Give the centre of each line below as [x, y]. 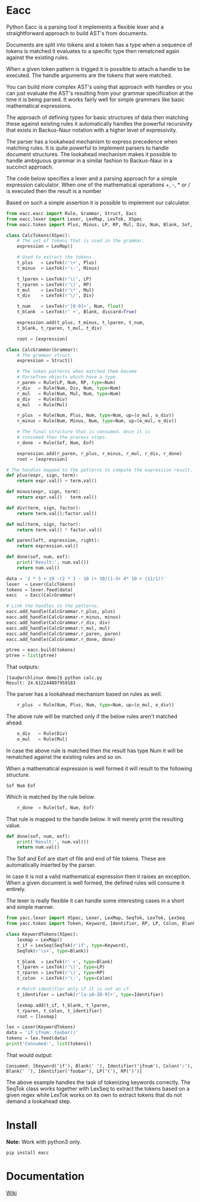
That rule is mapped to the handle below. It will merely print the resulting [95, 819]
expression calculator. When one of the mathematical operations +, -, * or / [98, 185]
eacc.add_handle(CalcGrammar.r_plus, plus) [61, 612]
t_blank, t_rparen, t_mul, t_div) [60, 328]
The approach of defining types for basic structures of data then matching [97, 117]
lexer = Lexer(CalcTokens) [41, 584]
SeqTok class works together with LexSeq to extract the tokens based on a [98, 1088]
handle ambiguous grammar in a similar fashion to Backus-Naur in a [89, 160]
